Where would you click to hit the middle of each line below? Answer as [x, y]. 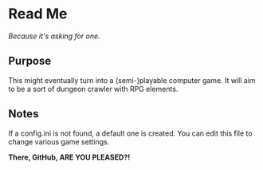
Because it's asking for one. [55, 36]
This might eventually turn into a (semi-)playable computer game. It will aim [132, 80]
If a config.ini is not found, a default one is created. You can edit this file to [130, 133]
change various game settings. [59, 141]
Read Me [38, 14]
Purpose [30, 61]
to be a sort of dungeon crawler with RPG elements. [93, 89]
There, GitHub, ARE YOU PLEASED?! [69, 157]
